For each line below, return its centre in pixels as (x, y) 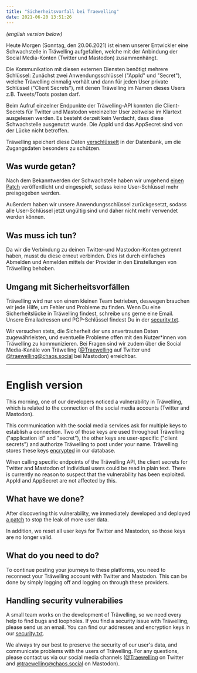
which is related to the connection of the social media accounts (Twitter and (98, 408)
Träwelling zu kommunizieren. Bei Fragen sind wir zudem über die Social (94, 343)
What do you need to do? (53, 556)
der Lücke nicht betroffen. (38, 130)
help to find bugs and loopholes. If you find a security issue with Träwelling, (97, 621)
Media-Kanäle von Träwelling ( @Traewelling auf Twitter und (78, 350)
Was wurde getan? (41, 166)
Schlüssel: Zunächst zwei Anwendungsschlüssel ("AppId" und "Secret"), (94, 75)
